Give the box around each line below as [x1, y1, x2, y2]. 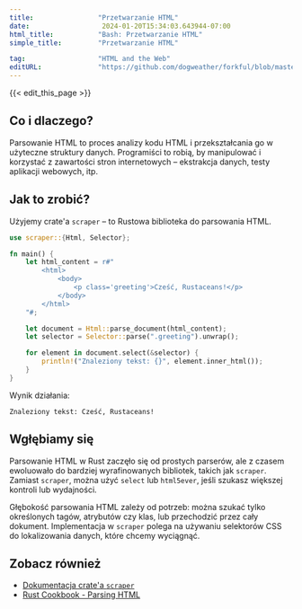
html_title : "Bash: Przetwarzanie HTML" [9, 30, 203, 39]
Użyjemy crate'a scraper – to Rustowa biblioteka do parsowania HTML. [9, 216, 272, 226]
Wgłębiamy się [9, 432, 94, 447]
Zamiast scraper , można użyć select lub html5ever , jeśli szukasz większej [9, 474, 283, 485]
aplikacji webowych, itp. [9, 165, 99, 176]
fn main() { [9, 249, 54, 259]
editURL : [9, 63, 42, 72]
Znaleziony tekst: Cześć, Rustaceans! [9, 407, 155, 416]
